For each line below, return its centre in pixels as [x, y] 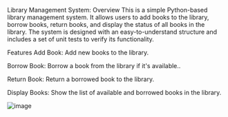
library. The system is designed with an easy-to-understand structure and [112, 32]
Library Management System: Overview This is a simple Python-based [107, 10]
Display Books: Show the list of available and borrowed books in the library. [114, 93]
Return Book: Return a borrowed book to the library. [80, 79]
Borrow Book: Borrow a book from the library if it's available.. [94, 66]
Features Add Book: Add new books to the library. [78, 52]
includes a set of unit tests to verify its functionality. [80, 39]
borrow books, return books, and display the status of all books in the [106, 24]
